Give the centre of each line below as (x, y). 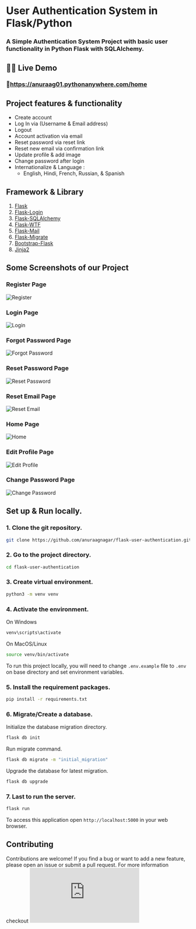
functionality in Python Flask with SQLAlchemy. (75, 49)
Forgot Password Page (39, 340)
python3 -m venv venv (32, 594)
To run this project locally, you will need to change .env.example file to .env (96, 666)
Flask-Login (29, 212)
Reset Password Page (37, 368)
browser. (17, 826)
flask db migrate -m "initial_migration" (57, 760)
